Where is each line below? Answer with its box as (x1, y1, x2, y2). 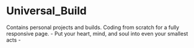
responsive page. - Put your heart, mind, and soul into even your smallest (6, 30, 189, 37)
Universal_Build (6, 4, 87, 18)
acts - (6, 36, 21, 43)
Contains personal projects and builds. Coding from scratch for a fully (6, 24, 180, 31)
